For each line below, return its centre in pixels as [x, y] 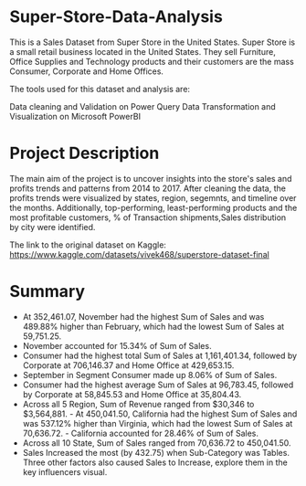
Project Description [84, 153]
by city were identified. [53, 227]
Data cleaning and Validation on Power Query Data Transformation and [142, 106]
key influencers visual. [65, 471]
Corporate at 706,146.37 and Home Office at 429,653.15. [128, 365]
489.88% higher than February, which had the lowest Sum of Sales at [153, 326]
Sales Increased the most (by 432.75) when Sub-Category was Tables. [156, 452]
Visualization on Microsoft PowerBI [75, 116]
